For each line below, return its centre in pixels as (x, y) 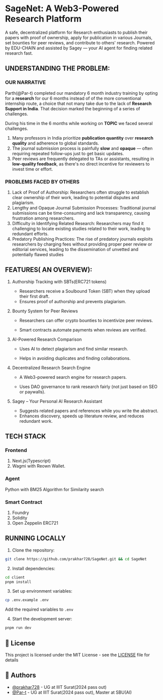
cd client (15, 577)
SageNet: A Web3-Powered (62, 9)
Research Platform (43, 19)
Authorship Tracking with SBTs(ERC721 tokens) (59, 282)
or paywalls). (32, 391)
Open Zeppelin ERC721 (35, 523)
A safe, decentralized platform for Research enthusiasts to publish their (76, 32)
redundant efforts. (30, 234)
